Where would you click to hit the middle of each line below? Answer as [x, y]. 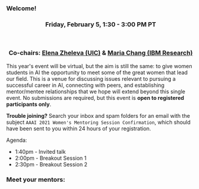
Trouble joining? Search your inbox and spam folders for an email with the [98, 115]
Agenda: [17, 140]
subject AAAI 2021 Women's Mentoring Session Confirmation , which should [98, 122]
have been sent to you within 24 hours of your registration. [79, 128]
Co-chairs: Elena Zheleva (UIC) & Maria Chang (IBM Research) [101, 53]
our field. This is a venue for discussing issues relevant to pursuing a [91, 78]
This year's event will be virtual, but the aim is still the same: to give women [99, 66]
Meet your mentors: [36, 179]
